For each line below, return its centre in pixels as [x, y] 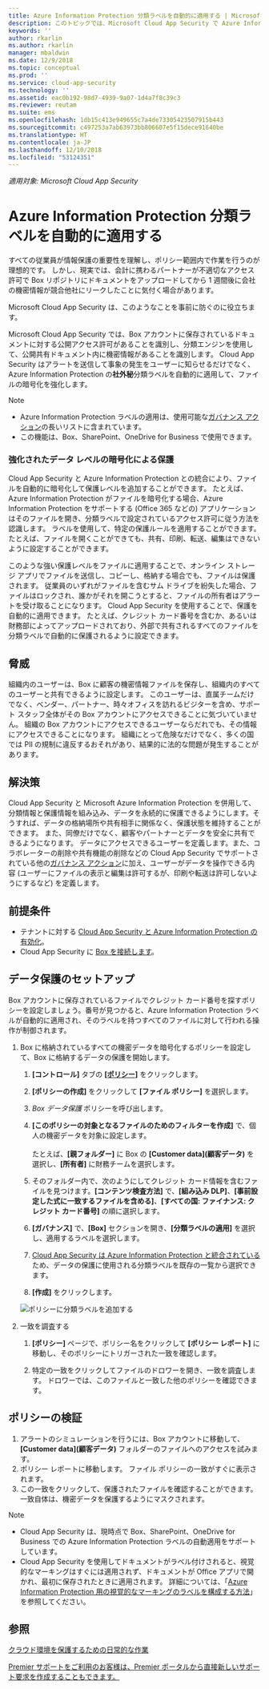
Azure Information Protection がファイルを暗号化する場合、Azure [116, 498]
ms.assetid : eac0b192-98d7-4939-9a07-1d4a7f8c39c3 [94, 98]
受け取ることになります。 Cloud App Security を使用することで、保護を [140, 606]
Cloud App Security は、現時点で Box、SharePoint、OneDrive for [128, 1531]
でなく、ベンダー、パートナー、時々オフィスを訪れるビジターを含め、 [124, 704]
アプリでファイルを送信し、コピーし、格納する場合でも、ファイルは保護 [137, 576]
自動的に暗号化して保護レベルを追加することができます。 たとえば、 [135, 489]
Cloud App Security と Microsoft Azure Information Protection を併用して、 [132, 803]
